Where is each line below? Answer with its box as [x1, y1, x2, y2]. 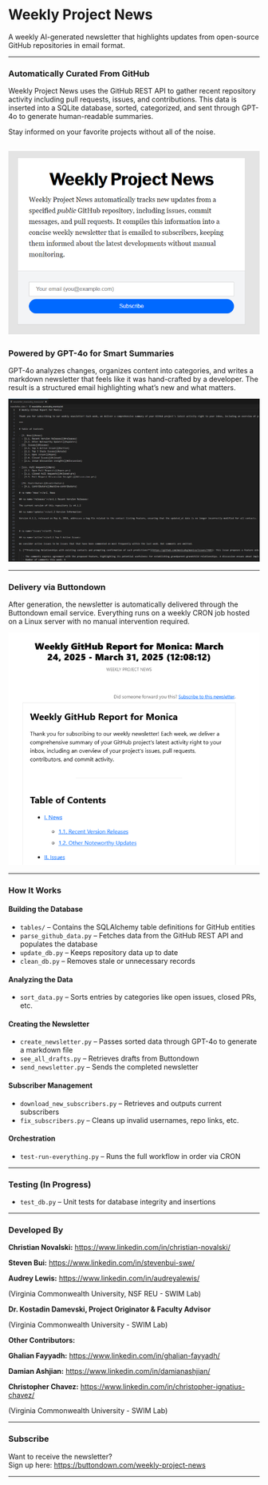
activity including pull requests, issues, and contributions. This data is [8, 94, 238, 105]
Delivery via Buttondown [8, 581, 106, 592]
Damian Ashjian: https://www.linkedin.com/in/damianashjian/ [8, 1367, 211, 1376]
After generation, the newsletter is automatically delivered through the [8, 599, 238, 609]
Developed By [8, 1224, 64, 1236]
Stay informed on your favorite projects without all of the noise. [8, 127, 216, 137]
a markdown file [19, 1045, 73, 1055]
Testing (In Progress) [8, 1179, 92, 1190]
